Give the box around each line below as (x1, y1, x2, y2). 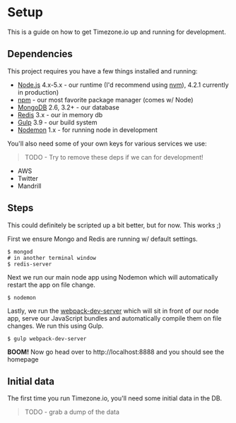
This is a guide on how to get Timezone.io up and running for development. (7, 28, 226, 36)
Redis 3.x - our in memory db (17, 110, 103, 119)
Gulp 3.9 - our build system (17, 118, 98, 126)
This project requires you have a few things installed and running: (7, 66, 198, 75)
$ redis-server (7, 261, 52, 268)
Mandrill (17, 181, 42, 190)
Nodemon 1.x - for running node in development (17, 125, 158, 134)
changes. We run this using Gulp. (7, 321, 104, 330)
